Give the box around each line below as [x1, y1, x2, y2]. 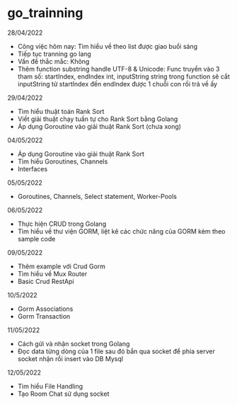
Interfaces [17, 164, 48, 173]
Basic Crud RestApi [17, 277, 74, 285]
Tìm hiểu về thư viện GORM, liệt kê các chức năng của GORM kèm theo [17, 227, 226, 235]
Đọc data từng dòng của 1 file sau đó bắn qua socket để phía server [17, 347, 216, 355]
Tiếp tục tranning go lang [17, 50, 92, 58]
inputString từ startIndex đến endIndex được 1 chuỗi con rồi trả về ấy [17, 79, 218, 88]
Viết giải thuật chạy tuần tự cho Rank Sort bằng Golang [17, 115, 178, 123]
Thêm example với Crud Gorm [17, 262, 106, 270]
